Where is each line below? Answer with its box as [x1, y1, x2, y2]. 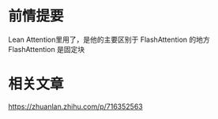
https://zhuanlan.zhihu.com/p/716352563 [8, 102, 144, 111]
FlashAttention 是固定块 [8, 44, 85, 54]
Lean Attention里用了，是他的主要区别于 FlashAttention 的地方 [8, 35, 211, 44]
